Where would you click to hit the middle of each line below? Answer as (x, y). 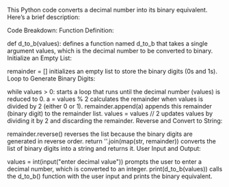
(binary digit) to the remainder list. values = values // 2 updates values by (110, 113)
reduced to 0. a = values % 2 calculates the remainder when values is (105, 99)
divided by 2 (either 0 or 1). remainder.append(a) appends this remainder (110, 106)
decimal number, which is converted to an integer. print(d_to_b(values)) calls (115, 169)
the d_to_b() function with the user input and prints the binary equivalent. (110, 176)
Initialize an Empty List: (39, 58)
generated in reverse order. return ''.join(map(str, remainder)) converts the (112, 141)
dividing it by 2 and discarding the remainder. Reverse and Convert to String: (115, 121)
